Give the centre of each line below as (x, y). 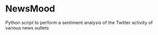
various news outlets (27, 27)
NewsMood (30, 9)
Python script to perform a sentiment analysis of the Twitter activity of (79, 22)
